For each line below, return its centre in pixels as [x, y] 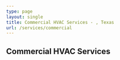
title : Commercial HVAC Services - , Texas [60, 22]
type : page [19, 11]
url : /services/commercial [39, 28]
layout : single [25, 17]
